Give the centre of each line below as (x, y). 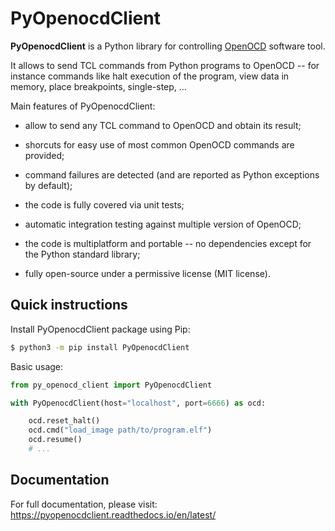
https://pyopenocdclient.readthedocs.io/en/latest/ (113, 514)
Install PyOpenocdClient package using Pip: (100, 329)
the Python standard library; (82, 254)
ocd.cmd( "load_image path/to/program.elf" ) (120, 430)
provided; (44, 155)
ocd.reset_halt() (64, 421)
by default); (48, 185)
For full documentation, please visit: (84, 504)
